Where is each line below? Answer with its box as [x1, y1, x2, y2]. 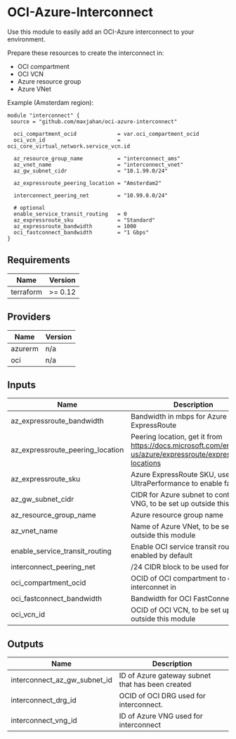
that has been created [119, 680, 192, 690]
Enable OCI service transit [131, 542, 216, 552]
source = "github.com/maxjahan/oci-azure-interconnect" [10, 118, 178, 125]
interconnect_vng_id [11, 716, 77, 726]
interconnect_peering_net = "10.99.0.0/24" [13, 191, 169, 199]
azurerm [11, 343, 39, 353]
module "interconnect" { [7, 112, 80, 119]
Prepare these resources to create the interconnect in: [7, 49, 164, 57]
